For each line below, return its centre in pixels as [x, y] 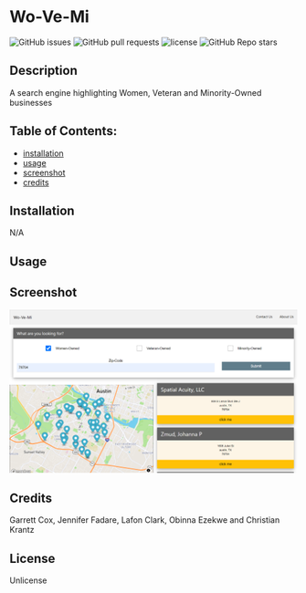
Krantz [22, 530]
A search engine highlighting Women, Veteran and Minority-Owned [136, 92]
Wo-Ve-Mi [49, 17]
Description [43, 71]
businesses [31, 102]
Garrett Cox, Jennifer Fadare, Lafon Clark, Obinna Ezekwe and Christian [145, 520]
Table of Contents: [63, 131]
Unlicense [28, 580]
